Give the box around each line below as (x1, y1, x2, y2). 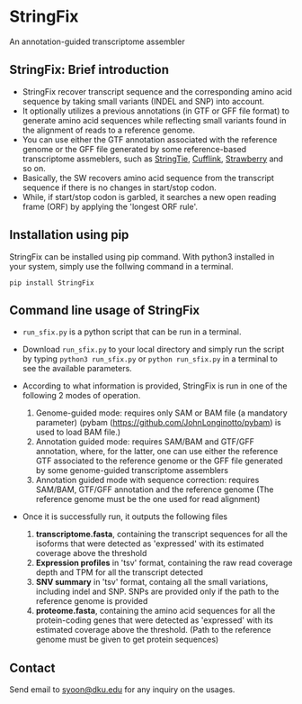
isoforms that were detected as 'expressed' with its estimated (35, 538, 264, 549)
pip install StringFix (9, 278, 94, 288)
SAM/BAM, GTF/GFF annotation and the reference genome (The (35, 484, 274, 495)
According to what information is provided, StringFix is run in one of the (22, 380, 288, 391)
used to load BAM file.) (35, 426, 121, 438)
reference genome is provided (35, 596, 148, 607)
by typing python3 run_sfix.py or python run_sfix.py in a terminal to (22, 353, 279, 364)
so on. (22, 162, 47, 173)
